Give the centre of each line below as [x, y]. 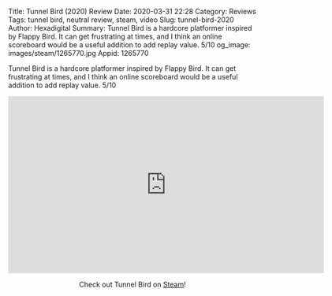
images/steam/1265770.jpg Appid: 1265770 [78, 53]
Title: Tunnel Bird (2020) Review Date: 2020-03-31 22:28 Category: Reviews [132, 11]
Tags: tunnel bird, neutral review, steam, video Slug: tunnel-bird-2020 [121, 20]
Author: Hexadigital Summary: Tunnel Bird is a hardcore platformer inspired [130, 28]
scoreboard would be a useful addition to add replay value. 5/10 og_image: [129, 45]
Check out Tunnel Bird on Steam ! [132, 284]
